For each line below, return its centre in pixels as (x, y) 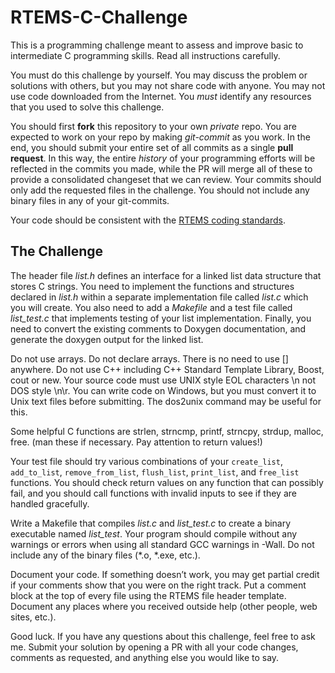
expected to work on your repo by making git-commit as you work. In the (160, 137)
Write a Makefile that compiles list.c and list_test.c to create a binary (151, 523)
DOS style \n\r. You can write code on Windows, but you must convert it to (163, 390)
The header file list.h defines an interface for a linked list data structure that (166, 275)
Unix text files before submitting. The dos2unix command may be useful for (166, 401)
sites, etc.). (33, 617)
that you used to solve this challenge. (87, 107)
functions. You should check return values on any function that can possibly (167, 482)
